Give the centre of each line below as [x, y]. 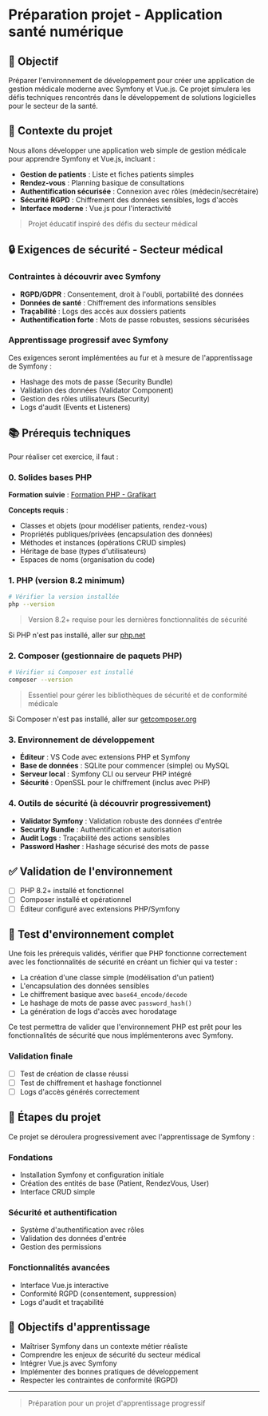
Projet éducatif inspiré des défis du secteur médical [112, 223]
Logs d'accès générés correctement [79, 1091]
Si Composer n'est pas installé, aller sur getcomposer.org [102, 719]
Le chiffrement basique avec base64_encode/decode [103, 995]
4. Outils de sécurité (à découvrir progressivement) [110, 804]
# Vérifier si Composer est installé [71, 672]
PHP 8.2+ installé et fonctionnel [72, 891]
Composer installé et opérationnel [75, 899]
